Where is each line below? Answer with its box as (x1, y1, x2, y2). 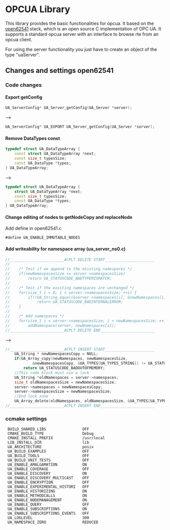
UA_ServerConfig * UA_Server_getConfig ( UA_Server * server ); (5, 105, 133, 110)
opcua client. (5, 36, 32, 43)
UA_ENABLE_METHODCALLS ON (7, 493, 87, 499)
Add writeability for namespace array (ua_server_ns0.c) (5, 246, 126, 252)
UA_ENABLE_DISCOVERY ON (7, 471, 87, 476)
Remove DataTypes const (5, 135, 60, 141)
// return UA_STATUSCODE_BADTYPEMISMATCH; (5, 276, 112, 281)
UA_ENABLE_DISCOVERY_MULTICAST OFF (7, 475, 90, 481)
